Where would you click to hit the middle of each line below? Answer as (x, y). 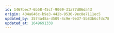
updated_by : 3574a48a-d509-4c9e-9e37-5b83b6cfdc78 (57, 18)
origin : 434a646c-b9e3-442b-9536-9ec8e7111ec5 (53, 14)
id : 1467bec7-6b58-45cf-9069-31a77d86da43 (49, 9)
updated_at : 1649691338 (29, 23)
